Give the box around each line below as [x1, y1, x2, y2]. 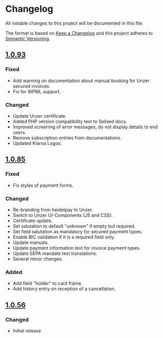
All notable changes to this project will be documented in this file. [5, 20, 144, 26]
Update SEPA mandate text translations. [12, 250, 98, 256]
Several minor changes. [12, 255, 63, 262]
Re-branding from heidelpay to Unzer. [12, 206, 94, 213]
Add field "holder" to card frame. [12, 280, 83, 287]
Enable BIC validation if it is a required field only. [12, 234, 116, 240]
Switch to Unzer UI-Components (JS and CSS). [12, 212, 113, 218]
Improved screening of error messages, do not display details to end [12, 124, 158, 130]
